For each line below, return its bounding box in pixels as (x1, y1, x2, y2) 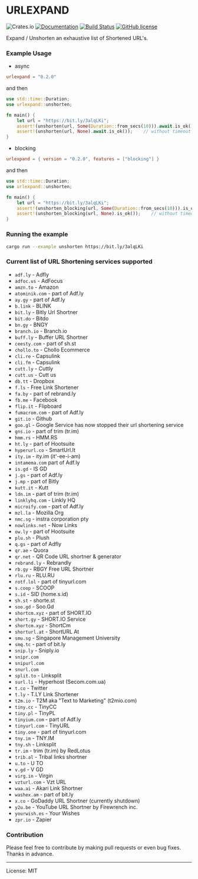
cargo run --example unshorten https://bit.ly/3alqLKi (6, 243, 144, 249)
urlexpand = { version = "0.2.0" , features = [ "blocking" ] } (6, 156, 160, 162)
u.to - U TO (14, 759, 44, 766)
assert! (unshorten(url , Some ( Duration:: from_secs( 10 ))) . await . (16, 123, 176, 129)
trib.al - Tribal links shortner (14, 753, 87, 761)
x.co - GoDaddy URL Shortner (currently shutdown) (14, 797, 140, 804)
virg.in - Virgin (14, 772, 53, 779)
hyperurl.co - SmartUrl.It (14, 446, 75, 453)
